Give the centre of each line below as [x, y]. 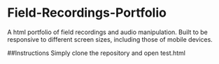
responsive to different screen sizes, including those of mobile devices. [110, 39]
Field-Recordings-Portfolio [87, 13]
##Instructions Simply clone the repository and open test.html [97, 53]
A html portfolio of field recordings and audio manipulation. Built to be [107, 32]
